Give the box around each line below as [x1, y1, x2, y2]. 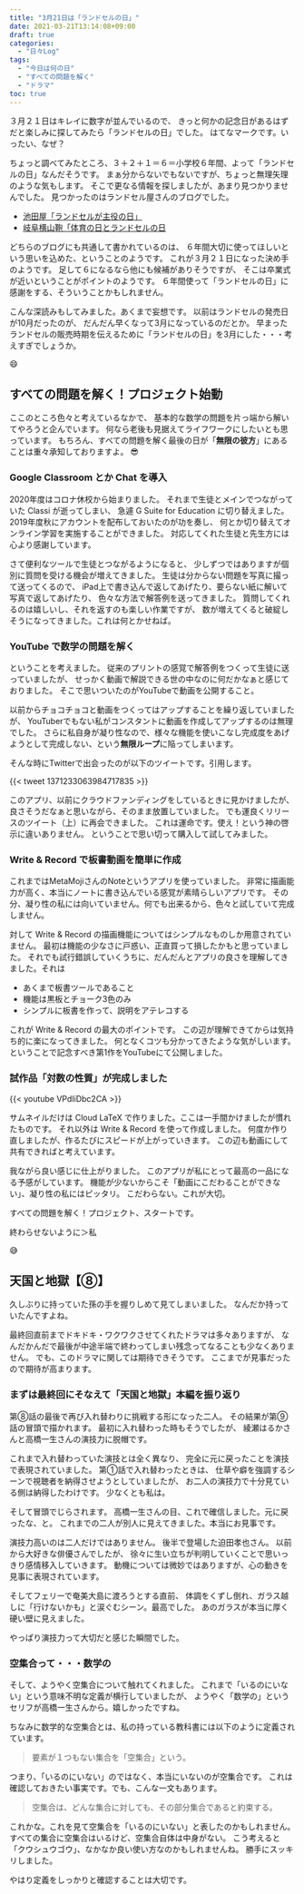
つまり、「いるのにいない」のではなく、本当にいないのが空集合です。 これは [9, 1771, 293, 1781]
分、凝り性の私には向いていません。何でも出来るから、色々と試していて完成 [9, 898, 295, 909]
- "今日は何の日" [17, 64, 75, 74]
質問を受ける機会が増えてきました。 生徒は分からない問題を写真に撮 [25, 569, 281, 581]
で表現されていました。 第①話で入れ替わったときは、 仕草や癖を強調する [9, 1464, 288, 1475]
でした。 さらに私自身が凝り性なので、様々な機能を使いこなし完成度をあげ [9, 727, 290, 738]
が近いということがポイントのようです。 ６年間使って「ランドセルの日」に [9, 275, 289, 286]
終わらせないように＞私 [9, 1226, 97, 1237]
